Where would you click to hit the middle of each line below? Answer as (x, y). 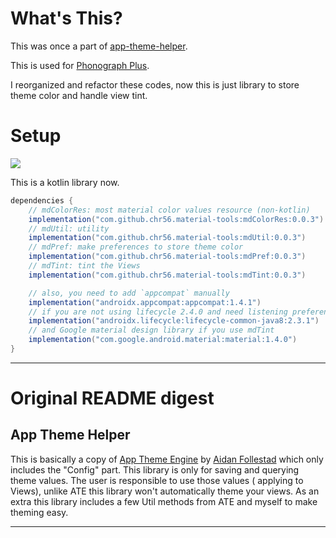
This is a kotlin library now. (65, 182)
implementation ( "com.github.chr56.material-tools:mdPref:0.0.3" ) (167, 257)
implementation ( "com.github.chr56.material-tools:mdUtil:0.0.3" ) (167, 238)
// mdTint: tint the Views (84, 266)
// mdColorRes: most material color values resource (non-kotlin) (169, 210)
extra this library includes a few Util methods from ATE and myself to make (164, 501)
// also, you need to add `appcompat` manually (129, 293)
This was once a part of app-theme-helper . (99, 46)
